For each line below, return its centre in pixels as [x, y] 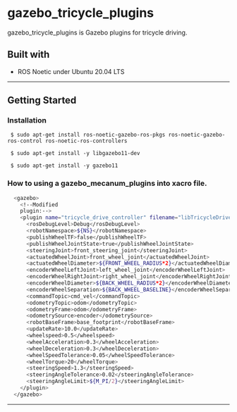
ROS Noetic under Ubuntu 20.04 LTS [71, 71]
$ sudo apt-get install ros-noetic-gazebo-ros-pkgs [88, 135]
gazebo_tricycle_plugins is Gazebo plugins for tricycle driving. [97, 32]
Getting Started [42, 100]
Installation [27, 120]
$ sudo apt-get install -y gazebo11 [64, 166]
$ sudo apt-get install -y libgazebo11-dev [75, 154]
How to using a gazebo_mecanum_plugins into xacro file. [107, 183]
